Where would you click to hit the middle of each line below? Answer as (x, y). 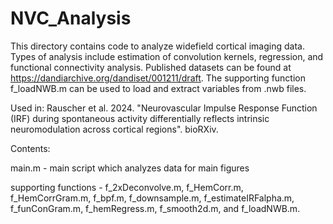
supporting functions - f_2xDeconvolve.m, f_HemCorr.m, (127, 187)
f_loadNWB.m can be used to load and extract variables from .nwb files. (158, 88)
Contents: (30, 148)
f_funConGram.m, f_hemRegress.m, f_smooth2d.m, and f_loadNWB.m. (155, 208)
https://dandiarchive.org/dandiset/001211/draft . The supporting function (158, 78)
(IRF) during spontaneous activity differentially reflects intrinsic (140, 118)
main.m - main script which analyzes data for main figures (130, 168)
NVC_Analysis (71, 18)
